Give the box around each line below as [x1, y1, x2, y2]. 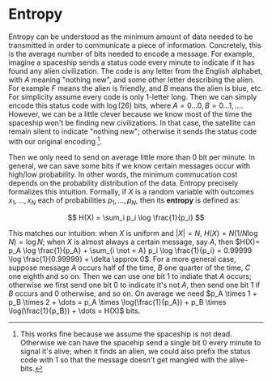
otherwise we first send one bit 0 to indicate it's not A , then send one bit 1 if [8, 280, 261, 290]
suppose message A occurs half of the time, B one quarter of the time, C [8, 263, 251, 272]
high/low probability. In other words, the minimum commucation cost [8, 169, 238, 179]
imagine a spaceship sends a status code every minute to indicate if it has [8, 58, 255, 67]
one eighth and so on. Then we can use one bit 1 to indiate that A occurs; [8, 272, 253, 281]
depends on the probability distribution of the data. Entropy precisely [8, 178, 239, 187]
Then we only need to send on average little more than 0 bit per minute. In [8, 152, 256, 162]
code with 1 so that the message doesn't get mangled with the [19, 355, 228, 365]
